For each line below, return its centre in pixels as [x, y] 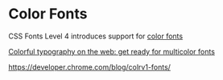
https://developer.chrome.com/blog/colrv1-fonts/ [90, 67]
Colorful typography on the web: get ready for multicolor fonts [112, 51]
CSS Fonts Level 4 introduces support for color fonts [96, 36]
